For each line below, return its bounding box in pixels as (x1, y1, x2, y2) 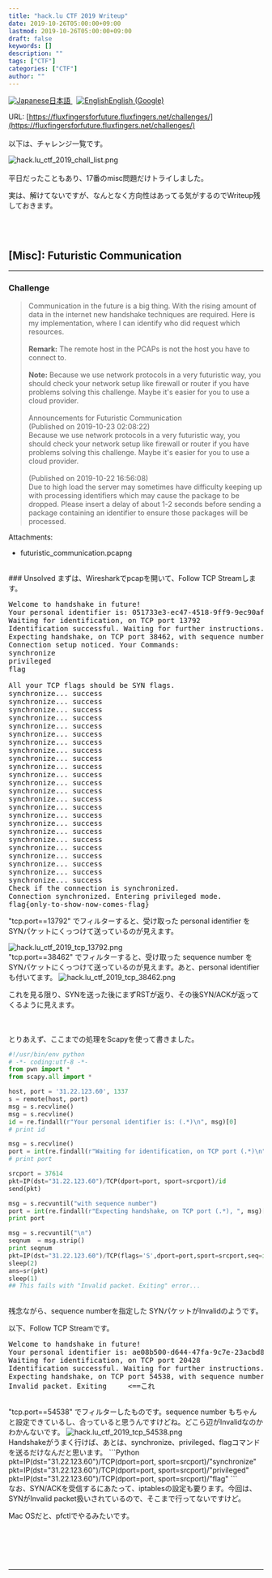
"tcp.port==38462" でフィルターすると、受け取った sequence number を (8, 952, 253, 961)
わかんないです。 (8, 1427, 65, 1437)
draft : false (8, 34, 53, 43)
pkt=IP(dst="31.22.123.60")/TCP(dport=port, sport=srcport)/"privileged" (8, 1465, 249, 1475)
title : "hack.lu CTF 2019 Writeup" (8, 11, 129, 20)
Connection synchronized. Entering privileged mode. (8, 892, 223, 901)
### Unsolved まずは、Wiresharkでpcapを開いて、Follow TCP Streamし (8, 573, 249, 583)
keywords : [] (8, 42, 53, 50)
